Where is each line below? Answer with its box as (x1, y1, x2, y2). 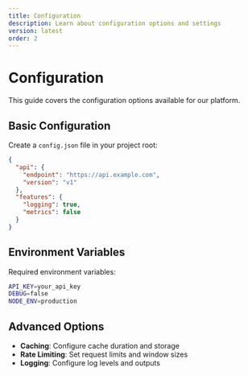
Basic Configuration (8, 118, 111, 133)
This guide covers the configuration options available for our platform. (8, 96, 241, 105)
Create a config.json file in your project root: (8, 140, 159, 150)
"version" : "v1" (23, 178, 78, 186)
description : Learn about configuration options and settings (8, 19, 221, 27)
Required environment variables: (8, 267, 117, 276)
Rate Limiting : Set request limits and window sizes (19, 349, 188, 359)
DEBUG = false (8, 290, 48, 298)
